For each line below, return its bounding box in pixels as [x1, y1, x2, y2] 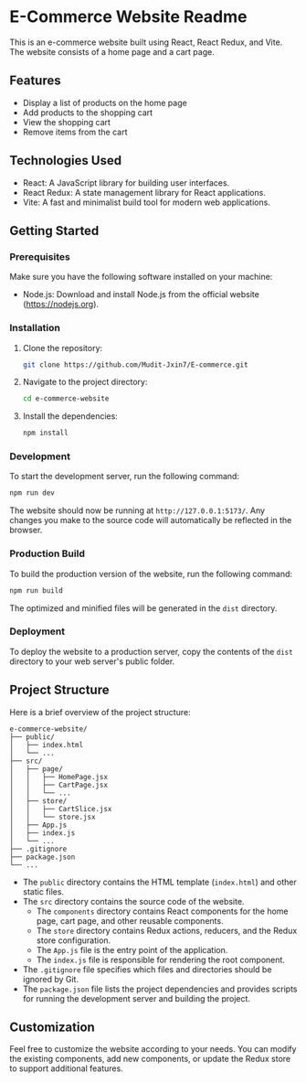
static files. [22, 885, 65, 897]
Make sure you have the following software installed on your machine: [9, 272, 273, 283]
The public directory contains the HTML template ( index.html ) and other [22, 876, 297, 887]
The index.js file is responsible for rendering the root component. [36, 954, 286, 965]
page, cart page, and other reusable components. [36, 915, 224, 926]
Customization [9, 1020, 96, 1035]
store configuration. [36, 935, 111, 946]
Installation [9, 322, 61, 335]
